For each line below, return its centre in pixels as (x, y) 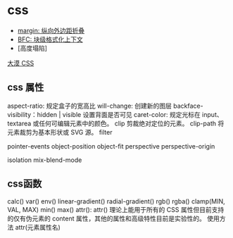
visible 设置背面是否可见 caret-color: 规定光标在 (131, 114)
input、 (212, 114)
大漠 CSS (21, 63)
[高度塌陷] (32, 48)
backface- (188, 106)
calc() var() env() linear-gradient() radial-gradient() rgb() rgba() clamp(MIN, (116, 201)
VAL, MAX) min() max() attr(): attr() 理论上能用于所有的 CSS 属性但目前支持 (116, 209)
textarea (19, 123)
